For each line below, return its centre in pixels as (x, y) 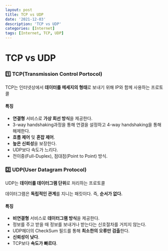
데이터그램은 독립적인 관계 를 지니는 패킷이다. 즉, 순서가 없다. (64, 193)
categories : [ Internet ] (30, 29)
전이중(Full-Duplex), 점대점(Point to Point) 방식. (60, 156)
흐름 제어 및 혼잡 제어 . (34, 137)
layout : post (19, 10)
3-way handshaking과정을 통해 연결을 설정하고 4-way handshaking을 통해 (87, 124)
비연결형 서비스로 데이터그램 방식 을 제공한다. (56, 218)
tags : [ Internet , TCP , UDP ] (35, 33)
